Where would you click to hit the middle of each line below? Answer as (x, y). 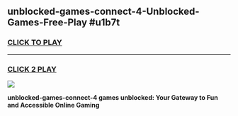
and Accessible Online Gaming (53, 105)
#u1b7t (104, 23)
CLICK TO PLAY (35, 43)
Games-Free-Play (47, 23)
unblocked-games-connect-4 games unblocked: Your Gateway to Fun (113, 97)
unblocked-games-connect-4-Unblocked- (103, 12)
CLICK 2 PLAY (32, 69)
